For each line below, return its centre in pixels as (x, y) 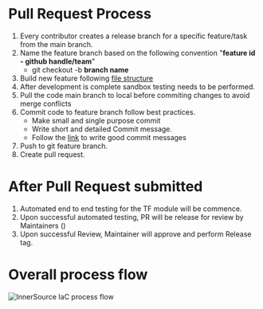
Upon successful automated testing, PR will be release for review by (132, 217)
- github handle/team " (57, 61)
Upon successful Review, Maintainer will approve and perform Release (135, 234)
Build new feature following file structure (86, 78)
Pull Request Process (80, 14)
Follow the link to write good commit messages (109, 137)
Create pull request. (52, 154)
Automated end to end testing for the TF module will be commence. (131, 209)
